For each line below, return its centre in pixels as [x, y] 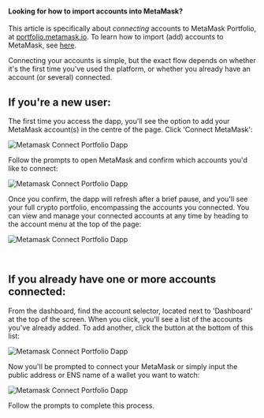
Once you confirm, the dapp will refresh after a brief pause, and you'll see [128, 199]
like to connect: [33, 169]
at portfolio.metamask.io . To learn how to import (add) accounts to [116, 37]
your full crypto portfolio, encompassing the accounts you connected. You [129, 207]
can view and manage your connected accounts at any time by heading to [128, 216]
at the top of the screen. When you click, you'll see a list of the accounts [125, 319]
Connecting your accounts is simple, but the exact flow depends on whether [132, 61]
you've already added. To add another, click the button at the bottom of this [131, 327]
